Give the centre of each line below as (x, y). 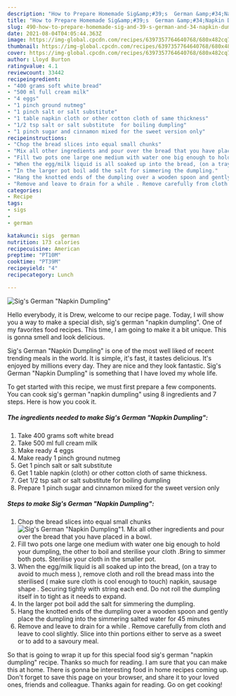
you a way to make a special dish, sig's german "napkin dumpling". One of (115, 322)
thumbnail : (23, 46)
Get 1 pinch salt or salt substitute (65, 465)
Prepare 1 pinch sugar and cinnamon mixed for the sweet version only (118, 488)
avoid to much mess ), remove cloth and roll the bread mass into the (116, 574)
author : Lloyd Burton (39, 60)
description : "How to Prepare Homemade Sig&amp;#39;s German (100, 14)
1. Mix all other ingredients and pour (172, 529)
